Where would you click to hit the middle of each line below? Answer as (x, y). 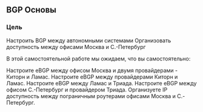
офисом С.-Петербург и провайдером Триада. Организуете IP (87, 90)
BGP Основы (31, 10)
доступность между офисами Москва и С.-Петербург (76, 47)
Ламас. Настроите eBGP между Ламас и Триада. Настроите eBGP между (101, 83)
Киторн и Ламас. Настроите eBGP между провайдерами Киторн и (92, 77)
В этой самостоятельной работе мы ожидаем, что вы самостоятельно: (98, 58)
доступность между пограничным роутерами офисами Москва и (91, 96)
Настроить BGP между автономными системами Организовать (89, 40)
